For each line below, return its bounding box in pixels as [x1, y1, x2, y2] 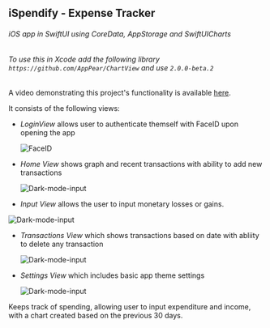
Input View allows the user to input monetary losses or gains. [19, 199, 225, 209]
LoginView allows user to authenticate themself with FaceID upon [19, 119, 239, 129]
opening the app [19, 128, 75, 138]
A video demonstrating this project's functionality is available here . [8, 88, 231, 98]
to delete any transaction [19, 239, 104, 249]
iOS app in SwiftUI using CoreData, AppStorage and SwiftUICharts [8, 28, 231, 39]
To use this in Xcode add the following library [8, 54, 161, 64]
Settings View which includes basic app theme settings [19, 270, 205, 280]
